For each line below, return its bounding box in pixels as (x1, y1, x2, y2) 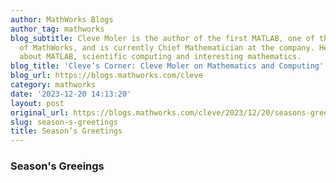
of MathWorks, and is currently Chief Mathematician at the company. (19, 42, 315, 53)
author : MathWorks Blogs (10, 14, 114, 25)
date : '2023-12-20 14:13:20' (10, 89, 132, 99)
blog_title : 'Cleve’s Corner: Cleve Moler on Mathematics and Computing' (10, 61, 325, 71)
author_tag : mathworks (10, 24, 105, 34)
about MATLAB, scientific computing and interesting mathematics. (19, 52, 302, 62)
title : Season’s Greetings (10, 126, 123, 136)
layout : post (10, 98, 65, 108)
